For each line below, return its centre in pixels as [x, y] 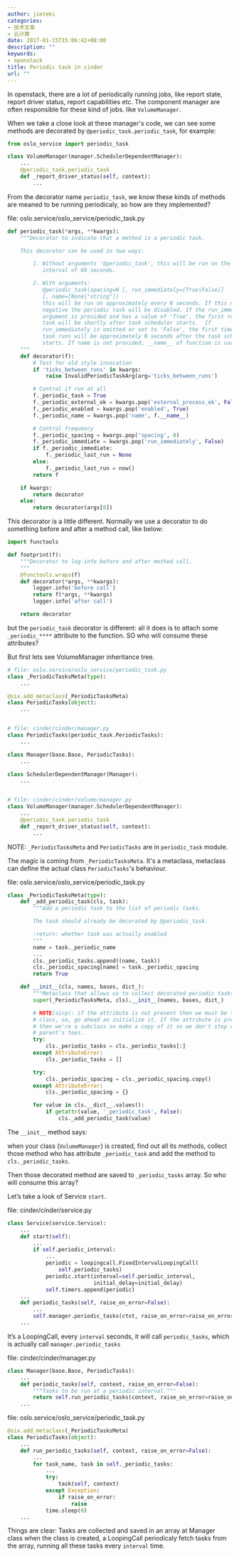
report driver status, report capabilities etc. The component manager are [114, 101]
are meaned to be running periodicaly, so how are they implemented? [109, 204]
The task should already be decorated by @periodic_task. [121, 922]
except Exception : [73, 1491]
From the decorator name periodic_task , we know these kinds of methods [117, 196]
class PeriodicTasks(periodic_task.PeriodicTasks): [85, 735]
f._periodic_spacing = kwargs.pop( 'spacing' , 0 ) [106, 435]
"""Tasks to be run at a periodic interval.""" [105, 1391]
